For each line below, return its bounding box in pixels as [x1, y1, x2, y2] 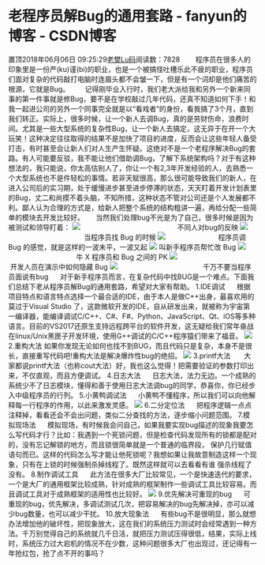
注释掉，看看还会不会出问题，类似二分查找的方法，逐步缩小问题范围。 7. [8, 410, 244, 420]
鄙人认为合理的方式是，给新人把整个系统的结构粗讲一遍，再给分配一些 [21, 202, 250, 212]
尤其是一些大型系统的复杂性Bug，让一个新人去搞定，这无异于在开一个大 [21, 123, 256, 133]
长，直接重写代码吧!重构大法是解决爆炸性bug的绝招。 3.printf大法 [8, 351, 231, 360]
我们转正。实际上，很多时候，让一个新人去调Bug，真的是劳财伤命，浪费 [8, 114, 243, 123]
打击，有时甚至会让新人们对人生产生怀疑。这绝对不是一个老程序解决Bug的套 [8, 143, 256, 153]
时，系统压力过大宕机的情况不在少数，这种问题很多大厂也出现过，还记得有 [8, 538, 250, 548]
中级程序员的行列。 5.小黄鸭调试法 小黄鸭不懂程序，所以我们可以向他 [14, 390, 249, 400]
